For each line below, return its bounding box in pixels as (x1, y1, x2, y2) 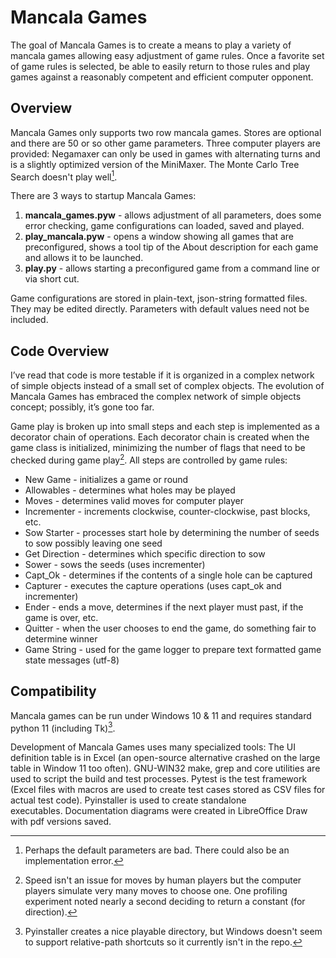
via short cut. (24, 273, 80, 285)
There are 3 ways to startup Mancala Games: (10, 190, 197, 202)
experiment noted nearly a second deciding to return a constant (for (24, 896, 306, 908)
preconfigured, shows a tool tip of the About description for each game (24, 241, 319, 253)
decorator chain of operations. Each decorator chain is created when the (10, 431, 310, 443)
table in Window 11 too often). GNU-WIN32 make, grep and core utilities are (10, 762, 321, 775)
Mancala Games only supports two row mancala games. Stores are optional (10, 126, 322, 138)
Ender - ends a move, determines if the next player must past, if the (24, 601, 304, 613)
